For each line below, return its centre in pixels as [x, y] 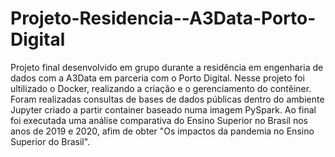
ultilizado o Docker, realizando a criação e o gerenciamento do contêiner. [161, 88]
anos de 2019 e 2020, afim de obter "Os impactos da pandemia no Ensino [162, 131]
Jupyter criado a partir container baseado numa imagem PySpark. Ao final [163, 109]
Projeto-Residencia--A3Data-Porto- [163, 18]
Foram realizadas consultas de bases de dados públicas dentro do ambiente [167, 99]
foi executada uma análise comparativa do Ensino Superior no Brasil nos [159, 120]
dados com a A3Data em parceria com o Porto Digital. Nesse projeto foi [157, 78]
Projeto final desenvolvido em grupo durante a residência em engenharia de [167, 67]
